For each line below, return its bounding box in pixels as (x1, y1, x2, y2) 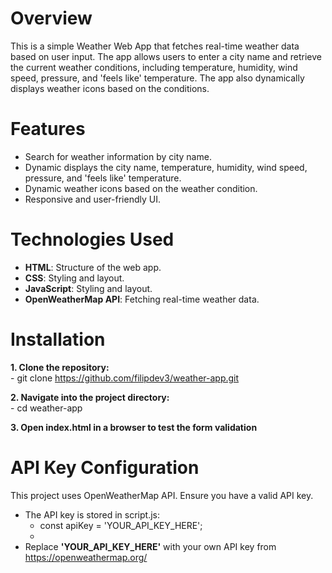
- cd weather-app (10, 402, 83, 414)
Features (10, 118, 86, 141)
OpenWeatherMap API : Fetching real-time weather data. (24, 293, 260, 305)
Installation (10, 328, 106, 351)
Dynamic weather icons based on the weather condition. (24, 182, 258, 194)
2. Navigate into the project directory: (10, 391, 170, 403)
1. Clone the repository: (10, 361, 110, 373)
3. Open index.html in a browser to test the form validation (10, 421, 258, 433)
